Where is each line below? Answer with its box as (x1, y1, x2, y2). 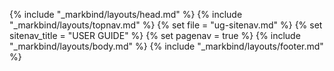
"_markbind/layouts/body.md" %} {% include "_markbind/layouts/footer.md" (9, 40, 324, 52)
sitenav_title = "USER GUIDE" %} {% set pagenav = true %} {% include (9, 30, 301, 41)
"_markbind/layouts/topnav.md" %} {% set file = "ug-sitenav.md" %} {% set (9, 19, 323, 31)
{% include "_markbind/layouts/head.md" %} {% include (9, 9, 243, 20)
